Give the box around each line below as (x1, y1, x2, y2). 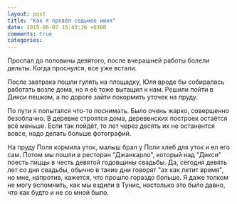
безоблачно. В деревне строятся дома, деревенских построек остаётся (7, 114, 228, 123)
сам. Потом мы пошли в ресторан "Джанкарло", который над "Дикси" (7, 151, 222, 159)
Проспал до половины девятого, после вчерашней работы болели (7, 56, 210, 65)
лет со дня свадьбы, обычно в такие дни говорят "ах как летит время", (7, 166, 224, 174)
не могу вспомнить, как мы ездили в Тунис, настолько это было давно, (7, 181, 226, 189)
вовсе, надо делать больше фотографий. (7, 129, 132, 138)
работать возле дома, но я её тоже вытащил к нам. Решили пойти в (7, 85, 214, 94)
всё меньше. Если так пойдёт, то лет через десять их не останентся (7, 122, 215, 130)
